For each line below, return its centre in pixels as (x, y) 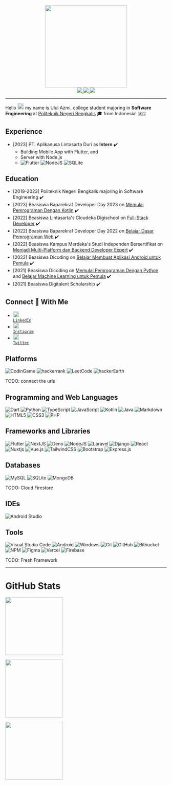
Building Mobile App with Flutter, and (59, 152)
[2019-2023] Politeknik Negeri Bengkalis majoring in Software (78, 191)
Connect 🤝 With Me (37, 302)
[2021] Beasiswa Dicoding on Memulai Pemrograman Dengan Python (85, 270)
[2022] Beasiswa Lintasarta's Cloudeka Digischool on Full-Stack (80, 218)
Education (22, 179)
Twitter (21, 343)
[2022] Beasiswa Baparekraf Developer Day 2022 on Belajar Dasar (83, 230)
